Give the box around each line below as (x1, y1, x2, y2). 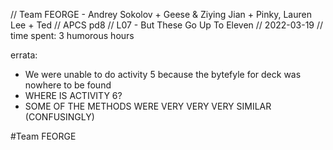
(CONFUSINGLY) (24, 111, 95, 123)
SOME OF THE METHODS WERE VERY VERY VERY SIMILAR (24, 100, 272, 112)
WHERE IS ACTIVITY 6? (24, 90, 123, 101)
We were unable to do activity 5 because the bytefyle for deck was (24, 69, 302, 80)
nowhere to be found (24, 79, 112, 91)
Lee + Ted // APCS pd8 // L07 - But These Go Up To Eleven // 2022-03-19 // (10, 19, 324, 31)
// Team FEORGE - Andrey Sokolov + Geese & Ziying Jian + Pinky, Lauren (10, 9, 312, 20)
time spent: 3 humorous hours (10, 30, 135, 41)
